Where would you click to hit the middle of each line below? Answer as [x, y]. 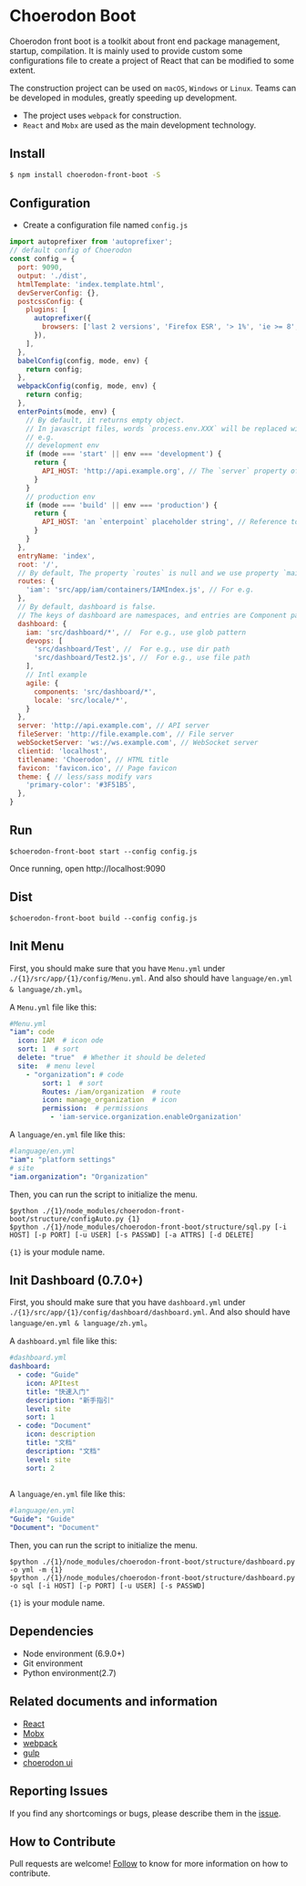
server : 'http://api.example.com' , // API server [113, 726]
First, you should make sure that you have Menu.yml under [117, 968]
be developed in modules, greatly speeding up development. [123, 98]
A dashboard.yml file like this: [63, 1341]
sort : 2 [40, 1468]
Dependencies [51, 1632]
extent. [23, 70]
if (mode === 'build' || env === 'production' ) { [122, 505]
